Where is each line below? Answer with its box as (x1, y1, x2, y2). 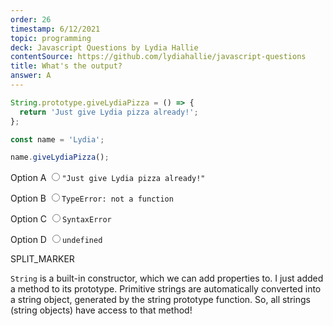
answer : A (10, 71, 52, 81)
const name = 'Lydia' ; (10, 134, 105, 145)
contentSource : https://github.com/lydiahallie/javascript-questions (10, 52, 307, 62)
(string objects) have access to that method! (10, 304, 193, 316)
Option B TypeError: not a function (10, 192, 174, 205)
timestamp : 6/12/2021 (10, 24, 101, 34)
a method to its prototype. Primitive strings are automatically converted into (10, 283, 322, 295)
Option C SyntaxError (10, 213, 112, 225)
